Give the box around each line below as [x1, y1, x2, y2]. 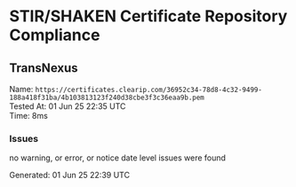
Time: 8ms [9, 111, 49, 121]
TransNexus [9, 60, 78, 75]
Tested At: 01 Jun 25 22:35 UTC [9, 101, 126, 112]
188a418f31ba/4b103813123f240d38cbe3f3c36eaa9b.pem [9, 93, 204, 102]
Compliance [9, 25, 100, 45]
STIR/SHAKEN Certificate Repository [9, 6, 288, 27]
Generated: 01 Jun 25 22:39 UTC [9, 170, 131, 181]
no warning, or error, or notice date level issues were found [9, 152, 227, 163]
